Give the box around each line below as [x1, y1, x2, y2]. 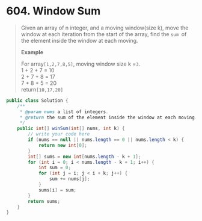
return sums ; [28, 198, 61, 204]
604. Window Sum [6, 4, 101, 18]
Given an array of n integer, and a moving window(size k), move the [20, 24, 189, 31]
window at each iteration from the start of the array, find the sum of [20, 30, 187, 37]
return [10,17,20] [20, 86, 64, 93]
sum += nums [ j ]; [49, 176, 90, 182]
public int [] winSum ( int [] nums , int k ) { [17, 125, 125, 132]
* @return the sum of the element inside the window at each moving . [19, 114, 198, 120]
